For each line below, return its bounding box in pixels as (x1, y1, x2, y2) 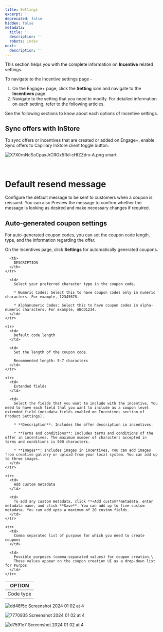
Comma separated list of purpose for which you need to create (14, 533, 145, 538)
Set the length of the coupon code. (14, 350, 89, 355)
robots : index (9, 39, 38, 44)
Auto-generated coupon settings (5, 219, 107, 227)
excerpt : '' (5, 12, 29, 17)
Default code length (14, 333, 55, 338)
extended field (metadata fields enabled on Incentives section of (5, 410, 145, 415)
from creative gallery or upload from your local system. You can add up (5, 452, 158, 457)
